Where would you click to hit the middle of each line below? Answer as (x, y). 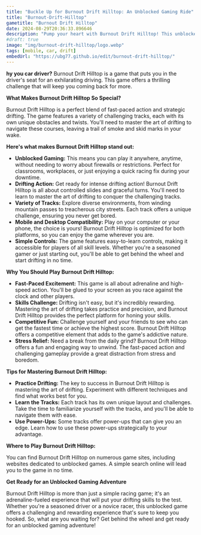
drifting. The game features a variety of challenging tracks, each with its (95, 116)
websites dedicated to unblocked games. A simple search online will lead (96, 464)
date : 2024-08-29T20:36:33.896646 (49, 28)
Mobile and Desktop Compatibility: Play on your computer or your (97, 222)
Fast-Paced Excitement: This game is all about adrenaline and (92, 283)
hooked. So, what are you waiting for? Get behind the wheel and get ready (98, 519)
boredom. (27, 360)
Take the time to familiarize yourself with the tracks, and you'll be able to (104, 408)
